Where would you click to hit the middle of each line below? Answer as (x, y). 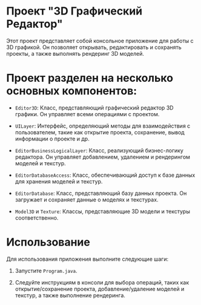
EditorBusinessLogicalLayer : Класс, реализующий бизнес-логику (99, 150)
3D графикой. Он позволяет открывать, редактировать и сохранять (94, 47)
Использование (48, 242)
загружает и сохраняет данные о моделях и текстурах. (87, 199)
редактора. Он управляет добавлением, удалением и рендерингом (103, 157)
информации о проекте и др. (52, 139)
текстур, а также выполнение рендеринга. (70, 295)
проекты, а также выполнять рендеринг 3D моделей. (75, 53)
